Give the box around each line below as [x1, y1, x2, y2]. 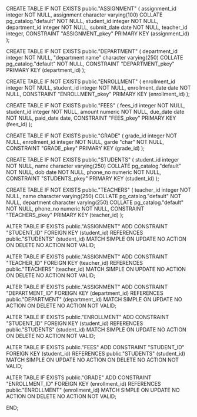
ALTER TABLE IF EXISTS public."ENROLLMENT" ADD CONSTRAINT [6, 314, 169, 320]
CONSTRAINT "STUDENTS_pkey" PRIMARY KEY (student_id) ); [6, 175, 159, 182]
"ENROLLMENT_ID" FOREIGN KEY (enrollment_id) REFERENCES [6, 380, 161, 387]
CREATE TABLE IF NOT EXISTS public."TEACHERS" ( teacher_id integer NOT [6, 186, 191, 193]
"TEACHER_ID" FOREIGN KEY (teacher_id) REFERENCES [6, 260, 143, 266]
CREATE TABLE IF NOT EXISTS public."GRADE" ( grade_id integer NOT [6, 132, 178, 139]
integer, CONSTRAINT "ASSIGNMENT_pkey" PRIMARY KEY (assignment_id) [6, 30, 190, 37]
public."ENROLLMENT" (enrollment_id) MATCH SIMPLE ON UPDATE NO [6, 386, 181, 393]
